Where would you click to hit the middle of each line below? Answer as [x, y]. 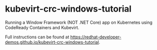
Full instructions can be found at [37, 37]
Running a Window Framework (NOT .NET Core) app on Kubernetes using [79, 22]
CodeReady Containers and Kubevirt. [42, 27]
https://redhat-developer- [96, 37]
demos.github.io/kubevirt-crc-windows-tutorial [52, 42]
